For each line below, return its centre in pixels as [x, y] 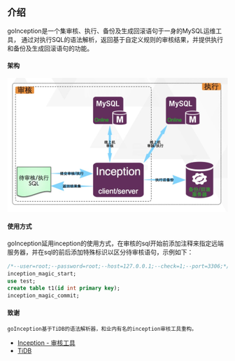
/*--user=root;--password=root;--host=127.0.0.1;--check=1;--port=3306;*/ [119, 266]
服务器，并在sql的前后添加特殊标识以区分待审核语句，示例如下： [100, 252]
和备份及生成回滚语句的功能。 [50, 48]
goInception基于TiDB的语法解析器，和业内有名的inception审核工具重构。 [102, 329]
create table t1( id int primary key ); [64, 288]
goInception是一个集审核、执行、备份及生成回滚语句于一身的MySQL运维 [112, 31]
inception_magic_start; [42, 273]
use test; [22, 281]
